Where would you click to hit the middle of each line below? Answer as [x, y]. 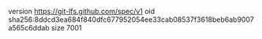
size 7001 [66, 28]
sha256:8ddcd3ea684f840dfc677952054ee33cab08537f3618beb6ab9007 [131, 19]
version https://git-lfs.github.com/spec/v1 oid [82, 11]
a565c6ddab [29, 28]
